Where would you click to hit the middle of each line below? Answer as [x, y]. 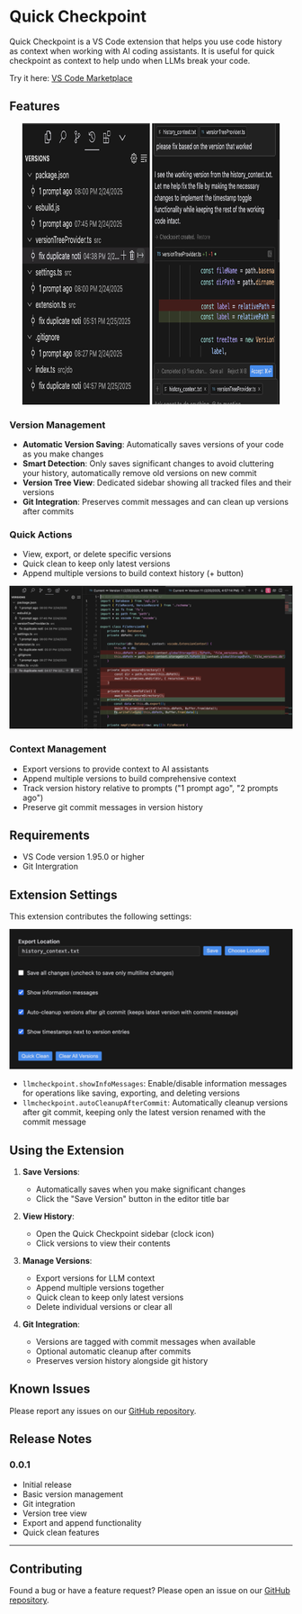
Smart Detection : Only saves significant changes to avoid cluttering [148, 464]
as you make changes [63, 454]
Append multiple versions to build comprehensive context [129, 778]
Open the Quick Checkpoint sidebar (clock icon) [125, 1234]
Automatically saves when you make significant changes [141, 1189]
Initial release [47, 1484]
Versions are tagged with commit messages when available [146, 1342]
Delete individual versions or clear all [104, 1307]
